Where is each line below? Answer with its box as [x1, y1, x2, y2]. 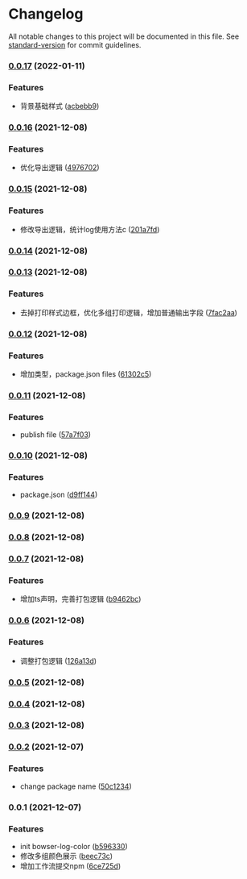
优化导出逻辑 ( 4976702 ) [19, 163, 100, 173]
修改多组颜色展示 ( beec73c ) [19, 851, 113, 860]
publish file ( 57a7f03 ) [19, 430, 91, 439]
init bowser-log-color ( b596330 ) [19, 841, 129, 851]
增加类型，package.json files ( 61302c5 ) [19, 369, 152, 379]
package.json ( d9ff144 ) [19, 489, 98, 500]
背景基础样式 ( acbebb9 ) [19, 102, 100, 111]
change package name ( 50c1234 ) [19, 781, 132, 791]
